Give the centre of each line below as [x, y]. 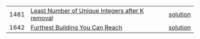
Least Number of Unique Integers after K [87, 11]
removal [42, 18]
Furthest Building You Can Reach [76, 27]
